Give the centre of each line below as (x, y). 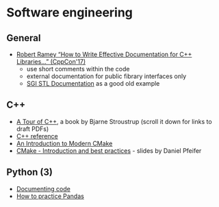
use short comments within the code (78, 69)
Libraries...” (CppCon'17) (51, 62)
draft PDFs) (33, 129)
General (24, 38)
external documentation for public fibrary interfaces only (106, 76)
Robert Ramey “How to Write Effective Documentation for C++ (104, 54)
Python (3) (29, 172)
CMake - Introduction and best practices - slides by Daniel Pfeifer (109, 150)
